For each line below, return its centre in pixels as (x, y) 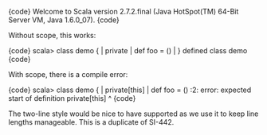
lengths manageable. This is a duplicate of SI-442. (91, 122)
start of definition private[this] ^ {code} (72, 98)
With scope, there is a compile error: (68, 74)
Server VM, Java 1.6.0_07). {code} (64, 20)
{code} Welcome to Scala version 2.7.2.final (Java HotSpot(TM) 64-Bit (124, 12)
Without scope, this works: (52, 35)
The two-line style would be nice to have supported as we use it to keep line (133, 114)
